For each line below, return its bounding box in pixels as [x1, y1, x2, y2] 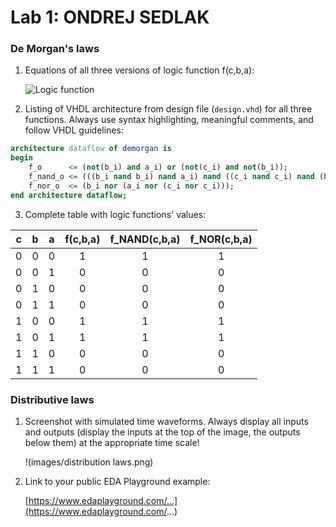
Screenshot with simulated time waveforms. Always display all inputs [24, 416, 309, 428]
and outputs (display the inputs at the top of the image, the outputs [24, 426, 301, 438]
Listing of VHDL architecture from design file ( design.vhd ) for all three [24, 103, 313, 115]
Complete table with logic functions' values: [24, 208, 207, 220]
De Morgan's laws [10, 42, 100, 56]
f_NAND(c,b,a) [109, 232, 181, 246]
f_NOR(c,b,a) [189, 232, 253, 246]
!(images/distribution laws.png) [24, 456, 154, 468]
